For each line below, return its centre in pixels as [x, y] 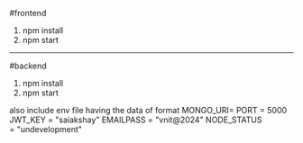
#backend [28, 66]
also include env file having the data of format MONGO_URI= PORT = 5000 [148, 110]
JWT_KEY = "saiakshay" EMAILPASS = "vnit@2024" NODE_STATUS [136, 120]
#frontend [28, 13]
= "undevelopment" [46, 129]
